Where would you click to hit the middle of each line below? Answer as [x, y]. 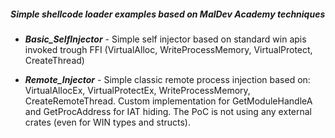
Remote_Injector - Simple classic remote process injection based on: [167, 79]
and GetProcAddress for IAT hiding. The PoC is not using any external [168, 111]
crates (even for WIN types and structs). [107, 122]
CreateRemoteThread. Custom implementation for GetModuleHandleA [168, 101]
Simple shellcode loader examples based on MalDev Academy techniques [168, 14]
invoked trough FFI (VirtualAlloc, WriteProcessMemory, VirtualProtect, [168, 49]
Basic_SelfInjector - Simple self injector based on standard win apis [165, 39]
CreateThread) [54, 60]
